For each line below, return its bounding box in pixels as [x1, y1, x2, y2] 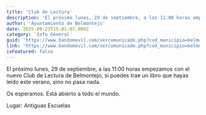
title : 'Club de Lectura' [6, 9, 72, 15]
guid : [6, 37, 20, 43]
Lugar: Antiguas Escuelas [6, 102, 71, 109]
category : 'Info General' [6, 32, 72, 38]
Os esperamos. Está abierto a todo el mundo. [6, 89, 121, 97]
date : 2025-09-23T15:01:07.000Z [6, 26, 89, 32]
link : [6, 43, 20, 49]
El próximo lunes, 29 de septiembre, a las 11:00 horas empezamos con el [6, 65, 190, 72]
